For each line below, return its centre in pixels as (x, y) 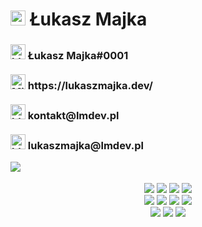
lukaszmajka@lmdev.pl (85, 146)
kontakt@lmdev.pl (73, 116)
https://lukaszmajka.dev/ (90, 86)
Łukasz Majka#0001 (78, 56)
